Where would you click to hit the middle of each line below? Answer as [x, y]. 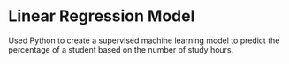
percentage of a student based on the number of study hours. [121, 49]
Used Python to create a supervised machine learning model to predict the [144, 40]
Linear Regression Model [102, 16]
